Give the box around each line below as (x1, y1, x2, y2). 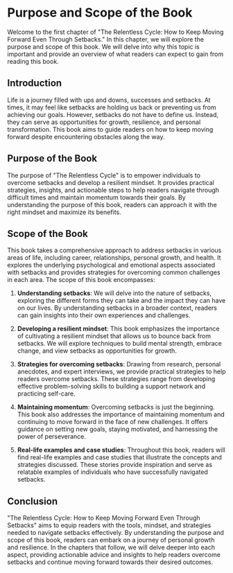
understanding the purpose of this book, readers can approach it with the (7, 200, 217, 209)
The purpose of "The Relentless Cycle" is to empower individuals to (7, 171, 201, 179)
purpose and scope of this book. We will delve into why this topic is (7, 42, 200, 51)
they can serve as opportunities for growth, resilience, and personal (7, 118, 201, 126)
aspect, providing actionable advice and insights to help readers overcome (7, 551, 221, 559)
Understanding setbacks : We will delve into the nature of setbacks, (17, 289, 212, 297)
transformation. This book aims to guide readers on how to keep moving (7, 125, 214, 133)
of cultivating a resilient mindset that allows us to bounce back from (17, 332, 212, 340)
